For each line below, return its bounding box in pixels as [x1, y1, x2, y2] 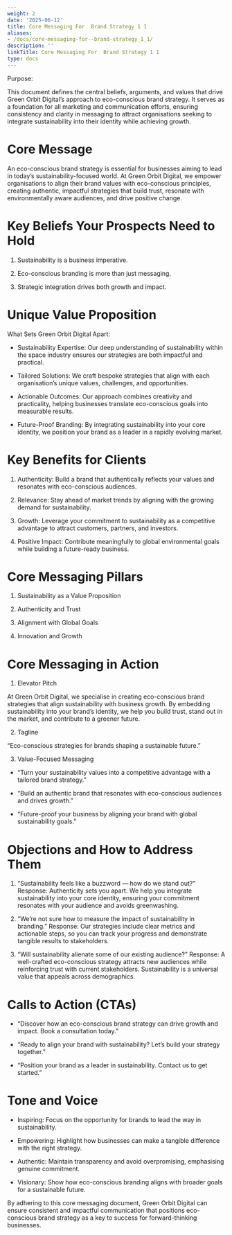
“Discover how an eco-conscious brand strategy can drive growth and [17, 1019, 218, 1028]
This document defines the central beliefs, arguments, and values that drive [7, 87, 223, 96]
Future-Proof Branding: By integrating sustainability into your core [17, 420, 206, 428]
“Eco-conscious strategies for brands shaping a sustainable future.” [7, 742, 201, 750]
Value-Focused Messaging [17, 755, 94, 763]
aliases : [7, 29, 33, 37]
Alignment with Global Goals [17, 618, 98, 627]
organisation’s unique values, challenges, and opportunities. [17, 378, 189, 387]
